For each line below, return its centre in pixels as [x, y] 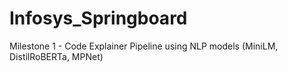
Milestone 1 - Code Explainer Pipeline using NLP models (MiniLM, [144, 46]
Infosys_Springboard [98, 18]
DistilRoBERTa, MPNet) [56, 56]
